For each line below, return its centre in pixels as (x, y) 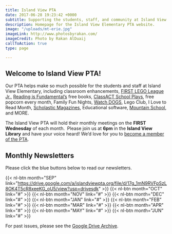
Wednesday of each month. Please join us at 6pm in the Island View (79, 128)
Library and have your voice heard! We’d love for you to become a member (85, 134)
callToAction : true (26, 44)
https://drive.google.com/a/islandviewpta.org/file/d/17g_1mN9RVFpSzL (92, 183)
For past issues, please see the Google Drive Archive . (62, 226)
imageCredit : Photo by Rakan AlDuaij (46, 39)
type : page (17, 48)
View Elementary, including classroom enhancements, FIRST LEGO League (85, 91)
